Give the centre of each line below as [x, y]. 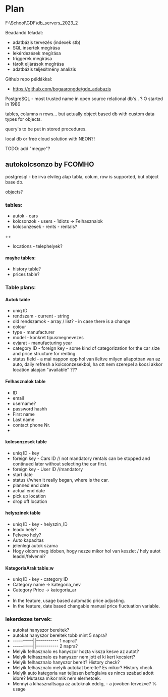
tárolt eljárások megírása [38, 64]
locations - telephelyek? [38, 246]
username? [24, 403]
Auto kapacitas [28, 540]
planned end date [31, 485]
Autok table [18, 299]
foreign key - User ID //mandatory [48, 469]
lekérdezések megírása [37, 53]
